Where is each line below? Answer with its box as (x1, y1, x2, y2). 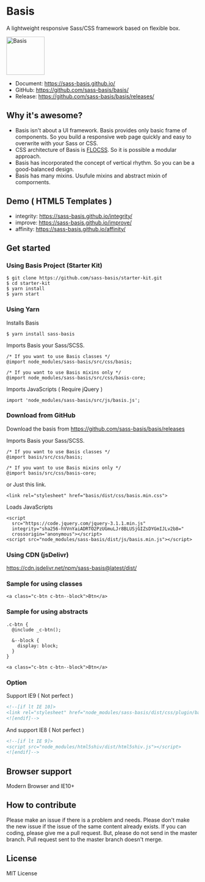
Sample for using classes (6, 579, 83, 588)
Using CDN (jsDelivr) (6, 550, 69, 559)
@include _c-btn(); (12, 626, 62, 633)
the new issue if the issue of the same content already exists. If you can (6, 822, 187, 830)
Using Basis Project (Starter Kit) (6, 261, 103, 270)
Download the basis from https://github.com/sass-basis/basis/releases (6, 425, 185, 432)
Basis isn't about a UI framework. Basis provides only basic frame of (15, 126, 187, 134)
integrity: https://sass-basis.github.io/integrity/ (15, 212, 133, 220)
